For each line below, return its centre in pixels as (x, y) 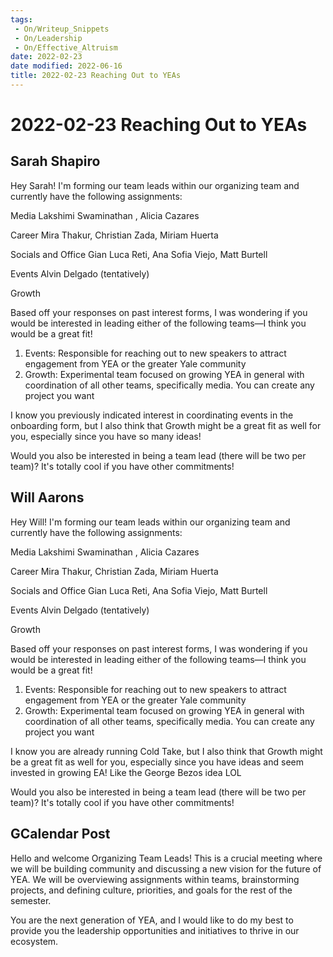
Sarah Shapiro (55, 161)
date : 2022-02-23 (46, 57)
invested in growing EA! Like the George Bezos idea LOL (126, 772)
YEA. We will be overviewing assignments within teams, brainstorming (155, 879)
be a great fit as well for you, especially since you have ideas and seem (157, 762)
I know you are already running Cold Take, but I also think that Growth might (166, 751)
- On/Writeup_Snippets (62, 29)
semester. (31, 900)
